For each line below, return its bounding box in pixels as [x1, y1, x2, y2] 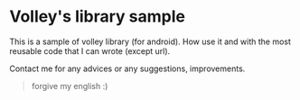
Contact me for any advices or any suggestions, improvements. [9, 63, 246, 74]
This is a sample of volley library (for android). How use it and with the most [9, 36, 292, 47]
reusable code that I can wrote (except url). [9, 45, 171, 56]
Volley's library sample [9, 6, 185, 27]
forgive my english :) [31, 80, 108, 91]
